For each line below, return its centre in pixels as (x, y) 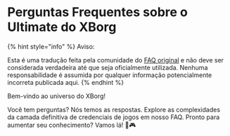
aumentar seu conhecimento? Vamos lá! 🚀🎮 (71, 125)
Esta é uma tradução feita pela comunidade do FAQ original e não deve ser (115, 60)
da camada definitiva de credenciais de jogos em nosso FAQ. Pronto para (114, 117)
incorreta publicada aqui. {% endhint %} (66, 82)
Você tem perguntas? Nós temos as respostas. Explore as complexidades (114, 109)
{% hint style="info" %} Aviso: (51, 46)
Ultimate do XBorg (62, 27)
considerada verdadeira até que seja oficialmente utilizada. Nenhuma (108, 67)
